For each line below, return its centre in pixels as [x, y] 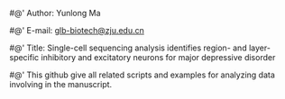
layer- [259, 48]
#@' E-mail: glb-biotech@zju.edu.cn [77, 30]
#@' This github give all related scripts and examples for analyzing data [142, 75]
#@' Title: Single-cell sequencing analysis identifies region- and [128, 48]
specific [24, 57]
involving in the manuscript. [61, 84]
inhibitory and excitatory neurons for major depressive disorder [158, 57]
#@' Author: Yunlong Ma [55, 13]
